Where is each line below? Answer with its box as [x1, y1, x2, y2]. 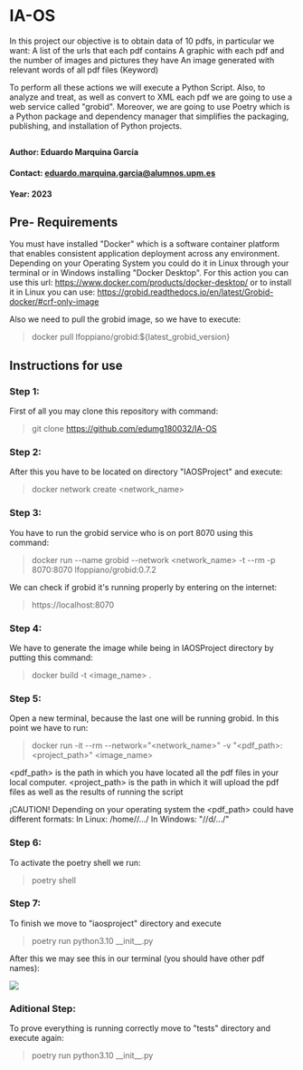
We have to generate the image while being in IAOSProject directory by [9, 642, 274, 653]
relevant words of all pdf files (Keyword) [9, 64, 159, 75]
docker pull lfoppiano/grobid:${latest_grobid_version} [31, 332, 231, 343]
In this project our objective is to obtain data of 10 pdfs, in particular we [9, 35, 275, 46]
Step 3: [9, 507, 43, 520]
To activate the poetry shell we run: [9, 857, 141, 868]
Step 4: [9, 622, 43, 635]
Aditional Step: [9, 1002, 77, 1015]
